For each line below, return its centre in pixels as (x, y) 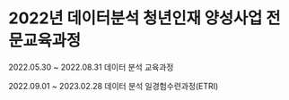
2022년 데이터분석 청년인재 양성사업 (136, 18)
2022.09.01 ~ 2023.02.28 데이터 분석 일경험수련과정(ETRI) (114, 86)
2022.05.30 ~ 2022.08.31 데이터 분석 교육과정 (91, 67)
